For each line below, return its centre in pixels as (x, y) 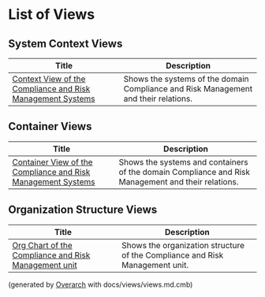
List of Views (52, 15)
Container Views (50, 126)
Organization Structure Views (83, 210)
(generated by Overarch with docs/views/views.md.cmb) (101, 284)
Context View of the (49, 79)
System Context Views (65, 44)
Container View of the (52, 161)
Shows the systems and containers (183, 161)
